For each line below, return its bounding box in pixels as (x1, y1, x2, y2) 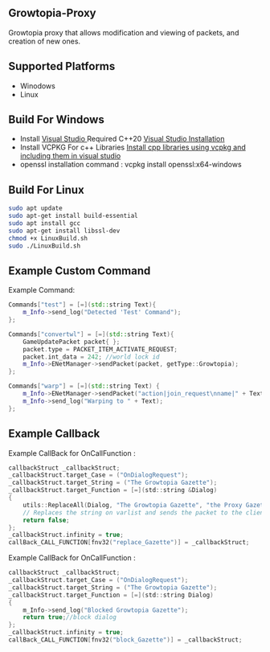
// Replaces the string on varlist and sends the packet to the (22, 508, 243, 517)
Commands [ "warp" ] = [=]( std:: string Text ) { (8, 382, 160, 391)
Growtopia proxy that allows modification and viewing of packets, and (8, 27, 239, 37)
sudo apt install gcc (8, 219, 81, 228)
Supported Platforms (8, 59, 116, 73)
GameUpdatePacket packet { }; (22, 338, 121, 346)
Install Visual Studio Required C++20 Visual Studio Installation (19, 134, 225, 144)
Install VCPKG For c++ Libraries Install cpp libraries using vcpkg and (19, 142, 247, 152)
